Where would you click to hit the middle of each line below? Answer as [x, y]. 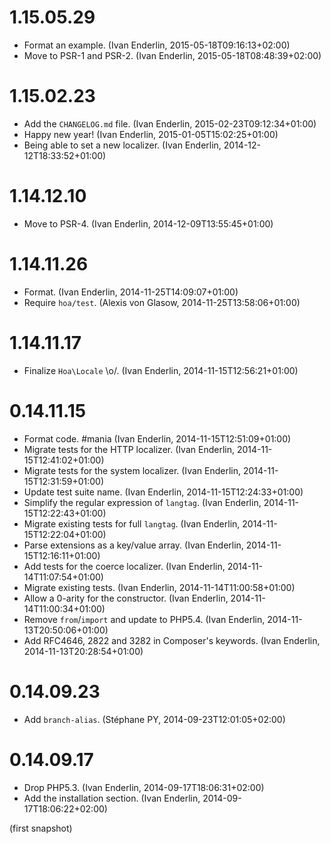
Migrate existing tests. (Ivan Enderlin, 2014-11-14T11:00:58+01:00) [159, 587]
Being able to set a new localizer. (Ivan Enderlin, [122, 145]
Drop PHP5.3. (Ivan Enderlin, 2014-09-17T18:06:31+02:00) [144, 787]
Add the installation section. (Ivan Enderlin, [112, 798]
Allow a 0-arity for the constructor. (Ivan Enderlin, [126, 598]
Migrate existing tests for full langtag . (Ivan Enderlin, [132, 523]
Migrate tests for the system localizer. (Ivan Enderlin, [132, 470]
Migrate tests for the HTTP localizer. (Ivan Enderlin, [129, 449]
